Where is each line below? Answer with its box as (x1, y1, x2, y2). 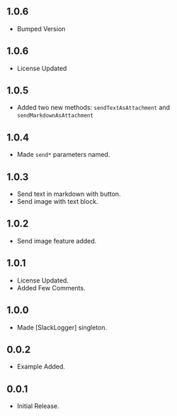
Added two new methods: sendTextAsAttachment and (16, 103, 171, 112)
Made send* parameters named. (16, 150, 110, 159)
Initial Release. (16, 402, 59, 410)
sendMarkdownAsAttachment (16, 112, 93, 119)
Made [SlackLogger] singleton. (16, 323, 108, 332)
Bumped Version (16, 24, 66, 33)
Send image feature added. (16, 236, 97, 245)
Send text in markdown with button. (16, 190, 121, 198)
